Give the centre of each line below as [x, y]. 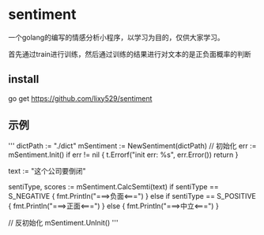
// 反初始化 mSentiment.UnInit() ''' [63, 222]
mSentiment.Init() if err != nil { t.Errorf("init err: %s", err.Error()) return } [123, 155]
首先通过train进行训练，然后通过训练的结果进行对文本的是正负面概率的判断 [130, 54]
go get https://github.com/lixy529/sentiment [80, 98]
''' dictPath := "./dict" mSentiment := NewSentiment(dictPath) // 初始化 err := [132, 145]
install [24, 79]
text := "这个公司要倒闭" [47, 170]
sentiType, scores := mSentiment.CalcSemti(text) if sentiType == [113, 186]
